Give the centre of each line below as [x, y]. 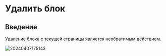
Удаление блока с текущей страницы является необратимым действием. [83, 39]
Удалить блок [35, 9]
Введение [21, 27]
